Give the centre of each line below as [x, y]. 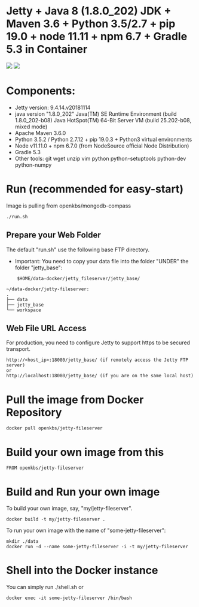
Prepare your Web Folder [54, 235]
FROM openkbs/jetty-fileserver [45, 468]
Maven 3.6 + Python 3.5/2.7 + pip [91, 24]
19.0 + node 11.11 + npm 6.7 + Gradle [97, 37]
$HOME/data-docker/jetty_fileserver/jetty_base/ [79, 278]
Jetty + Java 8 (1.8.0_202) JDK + [89, 11]
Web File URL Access [46, 328]
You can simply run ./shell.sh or [45, 587]
